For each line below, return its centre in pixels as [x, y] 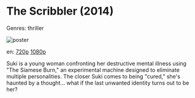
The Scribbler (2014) [60, 11]
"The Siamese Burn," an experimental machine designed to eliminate [93, 70]
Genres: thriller [25, 28]
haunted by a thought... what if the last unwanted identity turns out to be [98, 83]
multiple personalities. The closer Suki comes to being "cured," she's [94, 76]
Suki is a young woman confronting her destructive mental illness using [97, 63]
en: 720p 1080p [26, 51]
